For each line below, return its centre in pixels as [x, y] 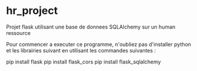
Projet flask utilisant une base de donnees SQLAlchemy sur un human [91, 27]
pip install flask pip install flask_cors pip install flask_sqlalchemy [83, 62]
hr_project [32, 11]
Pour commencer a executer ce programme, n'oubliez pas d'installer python [99, 44]
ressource [18, 33]
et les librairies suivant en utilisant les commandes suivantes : [81, 50]
